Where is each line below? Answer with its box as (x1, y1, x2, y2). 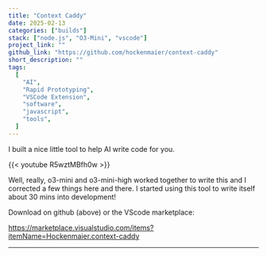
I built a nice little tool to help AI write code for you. (8, 144, 175, 153)
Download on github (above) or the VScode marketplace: (8, 208, 195, 217)
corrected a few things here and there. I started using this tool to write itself (8, 184, 256, 193)
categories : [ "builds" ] (8, 26, 87, 34)
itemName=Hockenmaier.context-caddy (8, 231, 140, 241)
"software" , (22, 100, 62, 108)
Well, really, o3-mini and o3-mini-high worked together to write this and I (8, 175, 246, 184)
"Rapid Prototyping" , (22, 85, 94, 94)
